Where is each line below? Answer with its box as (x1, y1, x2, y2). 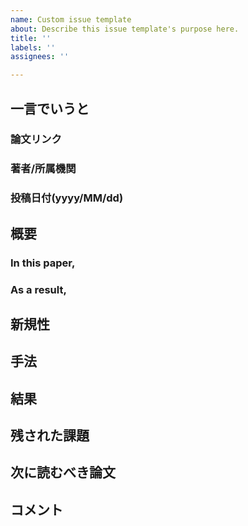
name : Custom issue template (10, 14, 132, 25)
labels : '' (10, 42, 56, 53)
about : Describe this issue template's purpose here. (10, 24, 240, 34)
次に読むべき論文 (10, 464, 116, 481)
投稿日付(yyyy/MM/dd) (10, 191, 124, 205)
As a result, (10, 282, 67, 296)
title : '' (10, 33, 52, 43)
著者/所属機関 (10, 162, 77, 176)
